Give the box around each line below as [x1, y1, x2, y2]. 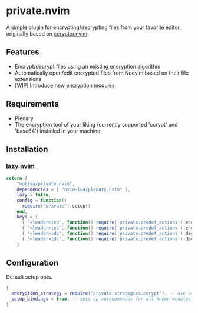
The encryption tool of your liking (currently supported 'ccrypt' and [14, 121, 178, 128]
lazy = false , [16, 192, 51, 198]
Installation [6, 144, 48, 154]
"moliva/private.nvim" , [16, 181, 75, 187]
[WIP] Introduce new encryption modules [14, 82, 115, 89]
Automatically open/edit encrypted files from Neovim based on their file [14, 69, 189, 76]
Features [6, 47, 39, 57]
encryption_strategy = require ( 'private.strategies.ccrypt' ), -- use [11, 291, 186, 296]
